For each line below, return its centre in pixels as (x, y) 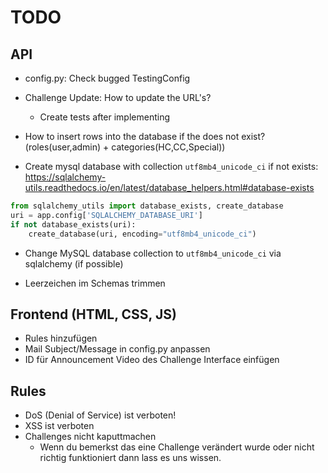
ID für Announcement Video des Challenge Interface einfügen (152, 360)
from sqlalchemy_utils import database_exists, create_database (147, 206)
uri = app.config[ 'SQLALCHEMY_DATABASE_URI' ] (106, 215)
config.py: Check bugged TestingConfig (107, 78)
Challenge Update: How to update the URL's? (118, 97)
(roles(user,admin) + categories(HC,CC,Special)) (125, 147)
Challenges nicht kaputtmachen (90, 437)
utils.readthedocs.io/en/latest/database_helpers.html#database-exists (169, 187)
